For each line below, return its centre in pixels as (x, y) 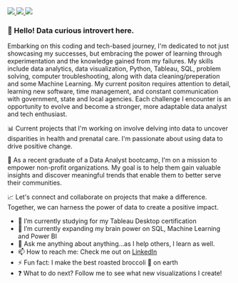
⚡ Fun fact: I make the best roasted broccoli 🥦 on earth (98, 262)
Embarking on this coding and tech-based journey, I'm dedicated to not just (118, 46)
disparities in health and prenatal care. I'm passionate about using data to (115, 139)
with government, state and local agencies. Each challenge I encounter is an (119, 99)
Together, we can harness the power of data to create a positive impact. (113, 207)
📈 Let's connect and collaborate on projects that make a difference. (107, 197)
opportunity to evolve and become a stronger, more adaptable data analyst (117, 107)
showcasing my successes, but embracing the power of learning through (115, 53)
